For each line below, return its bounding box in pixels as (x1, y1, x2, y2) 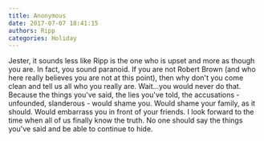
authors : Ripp (8, 26, 56, 34)
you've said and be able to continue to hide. (8, 124, 153, 134)
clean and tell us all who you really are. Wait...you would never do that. (8, 82, 242, 91)
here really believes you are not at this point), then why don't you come (8, 73, 244, 83)
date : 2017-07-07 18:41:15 (8, 19, 99, 27)
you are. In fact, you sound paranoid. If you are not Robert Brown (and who (8, 65, 257, 75)
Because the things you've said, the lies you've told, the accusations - (8, 90, 240, 100)
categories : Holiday (8, 34, 78, 42)
